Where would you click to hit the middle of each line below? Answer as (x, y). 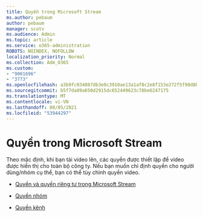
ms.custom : (20, 68)
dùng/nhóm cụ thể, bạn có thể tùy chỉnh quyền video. (73, 172)
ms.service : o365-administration (48, 46)
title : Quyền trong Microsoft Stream (54, 12)
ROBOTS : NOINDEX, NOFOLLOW (40, 51)
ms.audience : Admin (31, 34)
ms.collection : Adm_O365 (37, 62)
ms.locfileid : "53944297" (39, 113)
